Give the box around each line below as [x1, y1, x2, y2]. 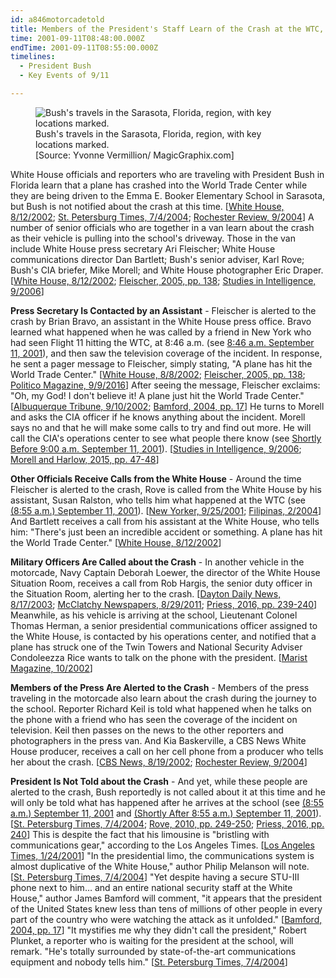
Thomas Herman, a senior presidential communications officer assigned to [10, 619, 318, 631]
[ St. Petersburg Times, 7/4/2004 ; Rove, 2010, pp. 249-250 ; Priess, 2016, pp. [10, 817, 325, 830]
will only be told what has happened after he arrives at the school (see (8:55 [10, 796, 325, 808]
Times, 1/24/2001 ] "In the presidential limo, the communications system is [10, 849, 315, 861]
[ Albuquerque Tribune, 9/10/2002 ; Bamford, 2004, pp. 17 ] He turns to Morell [10, 400, 325, 412]
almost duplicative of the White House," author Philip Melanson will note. [10, 860, 310, 872]
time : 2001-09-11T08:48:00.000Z [10, 33, 145, 43]
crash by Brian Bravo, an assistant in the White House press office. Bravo [10, 315, 312, 327]
